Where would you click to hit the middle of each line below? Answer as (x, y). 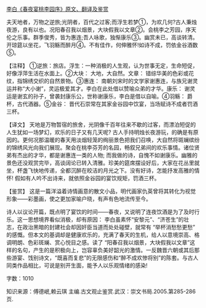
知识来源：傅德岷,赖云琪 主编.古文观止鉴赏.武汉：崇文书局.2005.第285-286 (101, 291)
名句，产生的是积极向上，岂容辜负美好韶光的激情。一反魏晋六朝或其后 (105, 250)
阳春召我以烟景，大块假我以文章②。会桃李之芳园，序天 (125, 30)
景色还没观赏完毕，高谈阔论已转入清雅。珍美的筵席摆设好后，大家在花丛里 (100, 163)
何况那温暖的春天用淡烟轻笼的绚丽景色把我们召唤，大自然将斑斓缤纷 (113, 140)
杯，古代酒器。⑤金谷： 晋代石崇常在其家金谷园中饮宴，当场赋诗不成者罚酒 (102, 104)
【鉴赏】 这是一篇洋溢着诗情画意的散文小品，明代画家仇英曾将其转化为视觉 (101, 191)
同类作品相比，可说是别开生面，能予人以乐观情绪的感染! (77, 265)
